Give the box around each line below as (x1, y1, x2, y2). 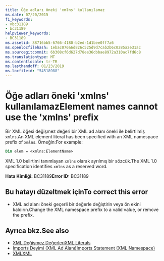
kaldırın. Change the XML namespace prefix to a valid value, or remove (12, 206, 159, 213)
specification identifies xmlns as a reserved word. (5, 163, 107, 169)
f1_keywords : (5, 17, 33, 22)
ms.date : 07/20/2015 (5, 12, 49, 17)
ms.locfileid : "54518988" (5, 69, 60, 74)
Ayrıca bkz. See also (5, 227, 69, 235)
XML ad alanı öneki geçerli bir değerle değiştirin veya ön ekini (12, 201, 141, 207)
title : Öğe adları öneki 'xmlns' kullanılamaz (5, 7, 105, 13)
